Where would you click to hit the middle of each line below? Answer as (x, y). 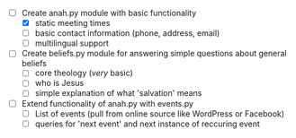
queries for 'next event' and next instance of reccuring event (147, 124)
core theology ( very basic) (84, 73)
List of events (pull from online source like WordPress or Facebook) (160, 113)
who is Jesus (59, 83)
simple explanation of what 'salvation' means (118, 93)
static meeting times (72, 23)
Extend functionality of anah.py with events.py (108, 103)
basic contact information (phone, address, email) (127, 33)
